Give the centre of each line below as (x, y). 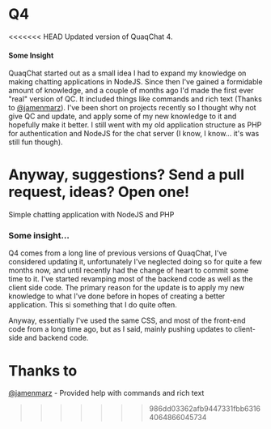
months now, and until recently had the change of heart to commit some (129, 270)
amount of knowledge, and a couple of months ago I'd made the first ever (131, 91)
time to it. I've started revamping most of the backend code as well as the (131, 279)
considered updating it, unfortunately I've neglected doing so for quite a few (135, 262)
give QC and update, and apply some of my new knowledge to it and (123, 116)
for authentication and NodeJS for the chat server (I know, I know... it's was (134, 134)
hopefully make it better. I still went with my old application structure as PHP (135, 125)
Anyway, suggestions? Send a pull (127, 175)
